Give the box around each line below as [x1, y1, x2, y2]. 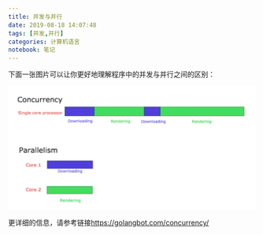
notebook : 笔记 [8, 46, 56, 54]
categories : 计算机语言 [8, 38, 80, 46]
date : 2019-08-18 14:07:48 [8, 21, 97, 29]
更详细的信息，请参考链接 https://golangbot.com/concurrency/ [8, 218, 209, 228]
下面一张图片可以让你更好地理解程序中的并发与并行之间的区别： [8, 69, 215, 79]
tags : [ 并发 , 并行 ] [8, 29, 65, 37]
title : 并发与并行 [8, 13, 63, 21]
